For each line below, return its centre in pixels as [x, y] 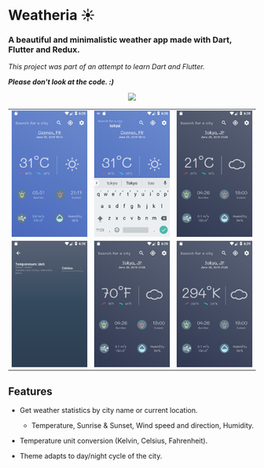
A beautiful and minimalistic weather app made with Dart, [120, 40]
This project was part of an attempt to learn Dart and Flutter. [106, 67]
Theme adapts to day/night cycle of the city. [91, 456]
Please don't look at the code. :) [61, 82]
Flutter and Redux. [44, 50]
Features [30, 391]
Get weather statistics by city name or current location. [108, 411]
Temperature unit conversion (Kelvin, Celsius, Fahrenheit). [114, 441]
